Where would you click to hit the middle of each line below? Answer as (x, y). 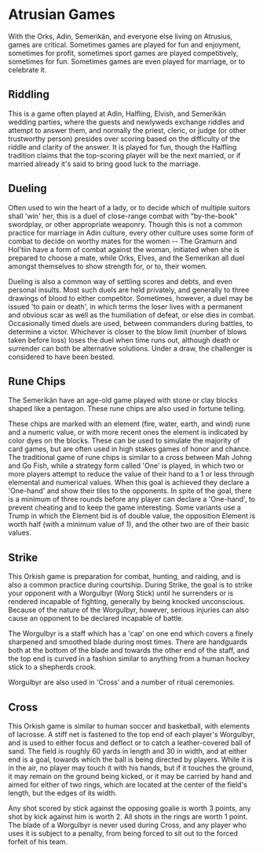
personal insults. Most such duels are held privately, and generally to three (129, 290)
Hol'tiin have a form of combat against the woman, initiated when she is (124, 249)
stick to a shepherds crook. (52, 667)
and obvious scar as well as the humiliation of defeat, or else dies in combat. (132, 315)
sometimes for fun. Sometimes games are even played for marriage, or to (127, 61)
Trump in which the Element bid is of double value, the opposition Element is (132, 516)
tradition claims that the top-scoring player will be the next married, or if (124, 155)
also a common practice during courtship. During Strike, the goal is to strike (130, 585)
